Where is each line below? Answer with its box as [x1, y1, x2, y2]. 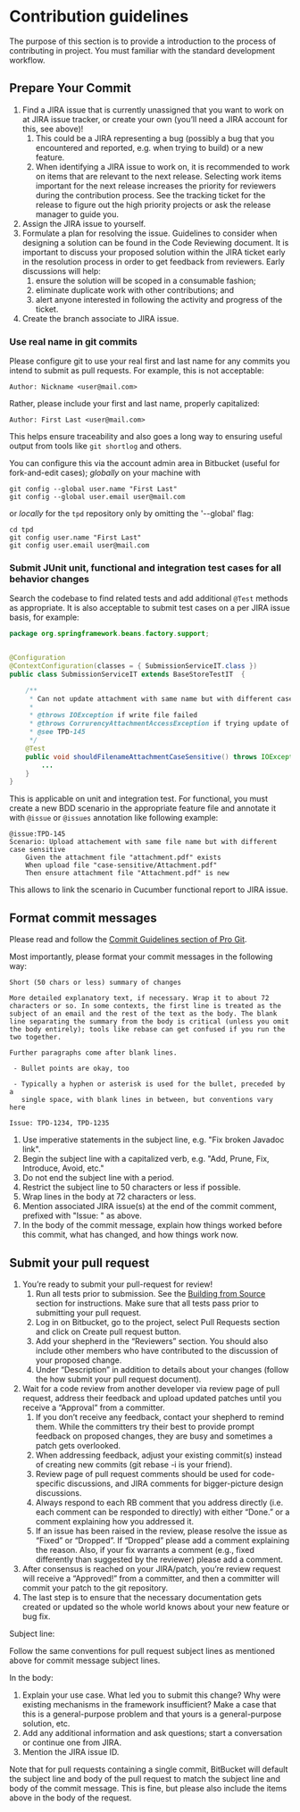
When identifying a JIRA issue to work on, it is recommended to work [35, 161, 290, 171]
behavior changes [9, 572, 90, 585]
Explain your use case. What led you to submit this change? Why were [21, 1690, 281, 1700]
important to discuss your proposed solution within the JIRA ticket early [21, 246, 286, 257]
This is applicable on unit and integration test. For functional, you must [9, 793, 269, 805]
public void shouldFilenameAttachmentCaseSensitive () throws [25, 752, 257, 761]
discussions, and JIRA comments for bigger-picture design [66, 1478, 284, 1489]
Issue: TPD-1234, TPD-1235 [9, 1119, 110, 1128]
